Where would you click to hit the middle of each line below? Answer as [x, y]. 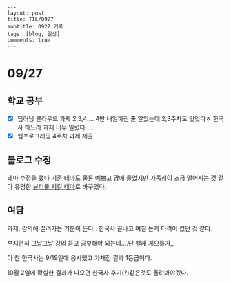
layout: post [26, 13]
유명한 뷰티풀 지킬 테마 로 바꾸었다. [60, 186]
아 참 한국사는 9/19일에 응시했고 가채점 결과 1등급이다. [80, 257]
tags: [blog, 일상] [34, 34]
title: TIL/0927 [30, 19]
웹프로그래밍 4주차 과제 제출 [55, 136]
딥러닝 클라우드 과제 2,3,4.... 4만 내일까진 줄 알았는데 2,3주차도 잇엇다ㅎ [114, 119]
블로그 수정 [29, 160]
